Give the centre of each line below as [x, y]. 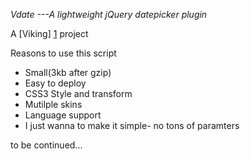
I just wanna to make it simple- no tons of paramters [132, 125]
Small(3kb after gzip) [68, 72]
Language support [63, 115]
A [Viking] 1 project [49, 33]
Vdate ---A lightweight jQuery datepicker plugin [109, 14]
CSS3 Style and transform [78, 93]
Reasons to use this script [63, 53]
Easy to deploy [55, 83]
